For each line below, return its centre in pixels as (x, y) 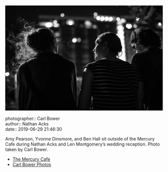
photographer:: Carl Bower (32, 118)
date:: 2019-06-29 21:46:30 (34, 129)
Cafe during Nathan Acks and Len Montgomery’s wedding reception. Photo (82, 144)
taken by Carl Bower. (27, 149)
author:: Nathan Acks (27, 123)
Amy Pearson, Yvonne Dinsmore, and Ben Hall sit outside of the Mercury (80, 138)
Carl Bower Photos (32, 164)
